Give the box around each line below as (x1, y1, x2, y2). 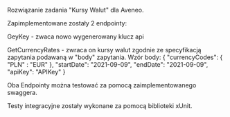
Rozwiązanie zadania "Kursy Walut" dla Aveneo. (7, 6, 144, 14)
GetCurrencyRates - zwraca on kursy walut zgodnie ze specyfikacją (7, 46, 202, 54)
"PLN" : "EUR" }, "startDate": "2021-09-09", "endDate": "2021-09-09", (7, 61, 209, 68)
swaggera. (7, 89, 38, 96)
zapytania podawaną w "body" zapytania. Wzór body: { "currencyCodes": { (7, 53, 223, 61)
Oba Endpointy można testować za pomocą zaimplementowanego (7, 81, 197, 89)
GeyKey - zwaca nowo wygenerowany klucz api (7, 32, 144, 41)
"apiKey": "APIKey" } (7, 68, 66, 76)
